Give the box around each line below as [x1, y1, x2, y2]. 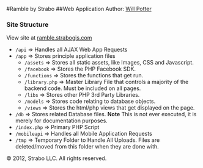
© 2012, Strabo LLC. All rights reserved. [6, 155, 107, 162]
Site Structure [6, 20, 49, 29]
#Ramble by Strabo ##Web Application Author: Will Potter [6, 5, 152, 12]
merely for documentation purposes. [15, 117, 108, 124]
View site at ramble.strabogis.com [6, 34, 92, 41]
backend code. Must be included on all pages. [24, 85, 141, 92]
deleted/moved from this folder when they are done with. [15, 143, 159, 150]
